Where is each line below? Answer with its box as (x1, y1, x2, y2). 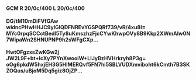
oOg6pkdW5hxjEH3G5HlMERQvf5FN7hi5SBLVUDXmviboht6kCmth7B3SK (6, 61, 190, 68)
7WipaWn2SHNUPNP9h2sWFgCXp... (6, 36, 99, 43)
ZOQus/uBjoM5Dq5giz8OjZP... (6, 67, 83, 74)
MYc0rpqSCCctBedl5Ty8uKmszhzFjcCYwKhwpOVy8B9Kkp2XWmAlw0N (6, 30, 191, 37)
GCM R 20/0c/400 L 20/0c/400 (6, 5, 85, 12)
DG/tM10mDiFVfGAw (6, 18, 59, 25)
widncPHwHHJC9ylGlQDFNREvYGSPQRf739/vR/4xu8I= (6, 24, 146, 31)
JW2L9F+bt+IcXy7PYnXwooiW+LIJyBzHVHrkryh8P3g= (6, 55, 146, 62)
